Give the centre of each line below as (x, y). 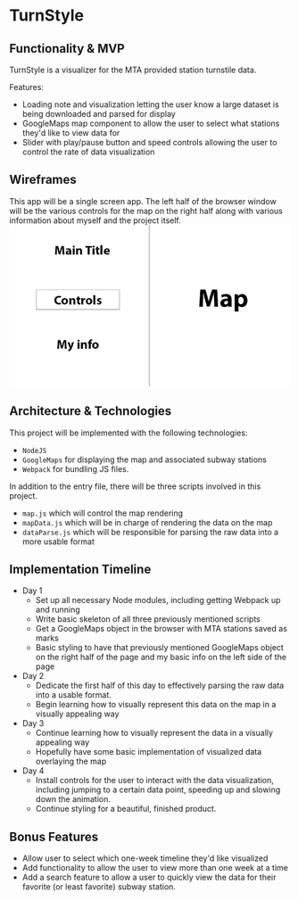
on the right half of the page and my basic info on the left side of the (161, 657)
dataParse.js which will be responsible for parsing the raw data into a (150, 532)
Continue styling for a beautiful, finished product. (126, 809)
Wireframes (43, 180)
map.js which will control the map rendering (103, 513)
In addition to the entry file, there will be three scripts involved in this (135, 486)
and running (58, 610)
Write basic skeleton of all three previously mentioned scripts (148, 619)
